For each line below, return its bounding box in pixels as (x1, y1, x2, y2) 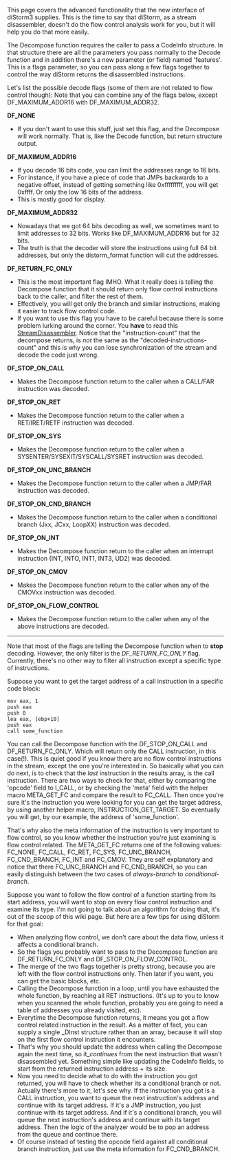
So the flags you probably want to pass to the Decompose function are (16, 948, 218, 956)
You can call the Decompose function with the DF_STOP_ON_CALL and (7, 740, 208, 748)
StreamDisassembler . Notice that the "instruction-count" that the (16, 329, 201, 337)
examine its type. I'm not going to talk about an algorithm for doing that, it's (7, 905, 220, 913)
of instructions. (7, 664, 50, 672)
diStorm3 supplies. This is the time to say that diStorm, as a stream (7, 13, 197, 21)
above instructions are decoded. (16, 622, 109, 630)
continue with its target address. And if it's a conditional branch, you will (16, 1108, 222, 1116)
